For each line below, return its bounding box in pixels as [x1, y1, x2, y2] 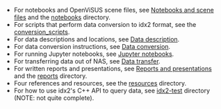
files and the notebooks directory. [13, 13, 111, 21]
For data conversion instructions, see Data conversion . [13, 43, 171, 50]
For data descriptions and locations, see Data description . [13, 35, 180, 43]
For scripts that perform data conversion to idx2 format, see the [13, 21, 197, 28]
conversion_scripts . [13, 28, 70, 36]
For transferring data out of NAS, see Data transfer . [13, 57, 161, 65]
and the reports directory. [13, 72, 88, 80]
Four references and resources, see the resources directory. [13, 79, 187, 87]
